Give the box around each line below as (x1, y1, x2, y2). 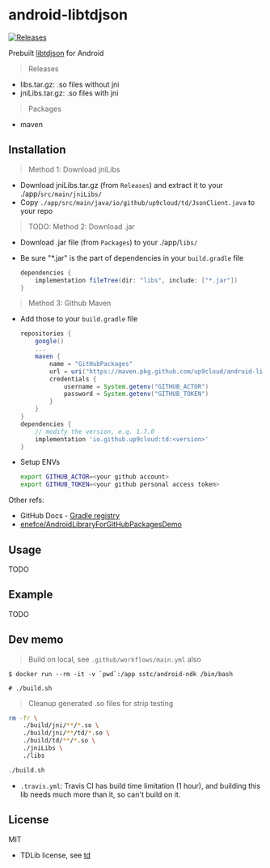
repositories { (19, 330, 72, 338)
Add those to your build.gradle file (19, 314, 138, 324)
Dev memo (8, 633, 64, 647)
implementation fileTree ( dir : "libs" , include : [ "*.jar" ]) (35, 276, 238, 284)
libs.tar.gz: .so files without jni (19, 79, 120, 89)
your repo (19, 206, 53, 215)
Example (8, 588, 53, 602)
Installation (8, 143, 66, 157)
